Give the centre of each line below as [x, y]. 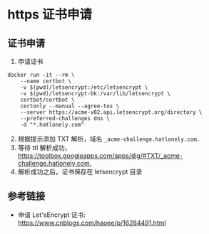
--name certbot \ [46, 81]
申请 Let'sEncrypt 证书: [52, 215]
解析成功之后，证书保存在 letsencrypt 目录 [80, 172]
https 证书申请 [50, 15]
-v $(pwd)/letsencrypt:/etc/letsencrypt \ [84, 87]
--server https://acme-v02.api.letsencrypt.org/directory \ [111, 112]
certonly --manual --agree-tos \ [70, 106]
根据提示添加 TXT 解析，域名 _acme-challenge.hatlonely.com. [109, 139]
